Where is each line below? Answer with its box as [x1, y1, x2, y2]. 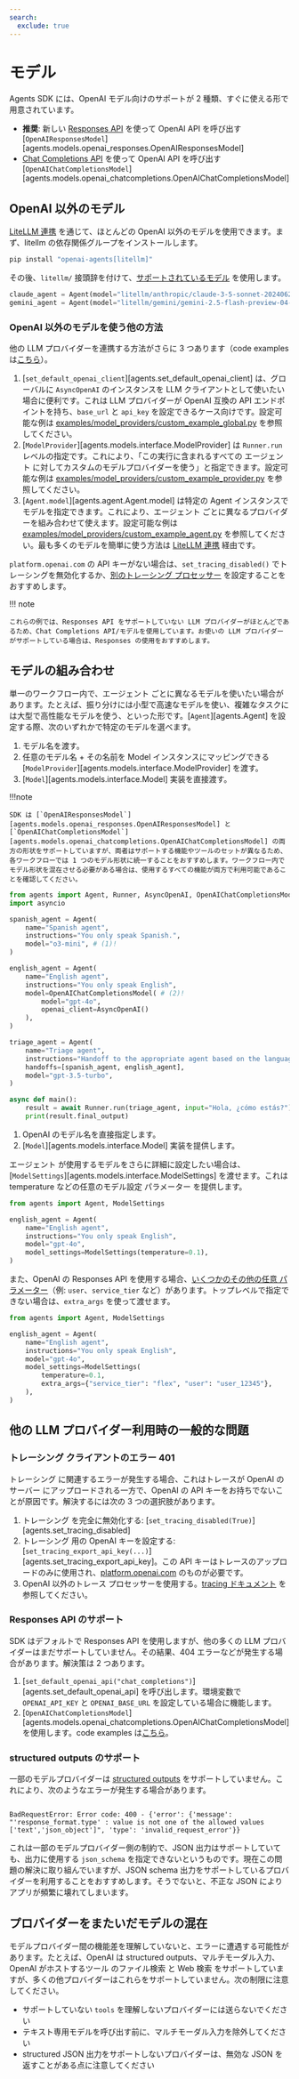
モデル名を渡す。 [21, 740, 85, 751]
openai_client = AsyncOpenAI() [41, 1005, 149, 1014]
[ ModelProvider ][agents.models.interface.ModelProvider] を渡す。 [21, 762, 264, 773]
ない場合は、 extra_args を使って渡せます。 [16, 1296, 175, 1307]
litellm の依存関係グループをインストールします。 [24, 238, 203, 248]
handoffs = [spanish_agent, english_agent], [25, 1062, 185, 1072]
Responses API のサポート [9, 1614, 125, 1626]
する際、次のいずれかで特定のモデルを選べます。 [16, 721, 196, 732]
